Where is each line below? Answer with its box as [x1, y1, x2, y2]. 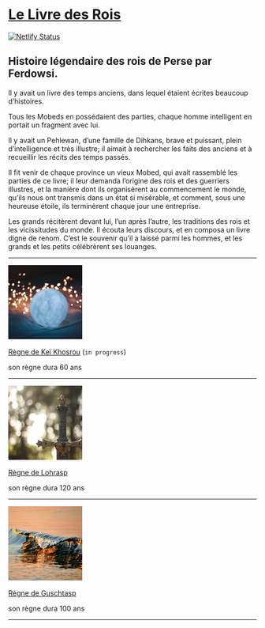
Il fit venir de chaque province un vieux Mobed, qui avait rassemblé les [8, 168, 238, 177]
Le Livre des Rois [8, 6, 121, 24]
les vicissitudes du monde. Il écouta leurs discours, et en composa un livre [8, 225, 251, 234]
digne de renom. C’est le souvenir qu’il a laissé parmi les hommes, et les [8, 233, 243, 243]
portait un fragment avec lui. [8, 120, 100, 130]
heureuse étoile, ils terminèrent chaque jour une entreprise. [8, 201, 201, 210]
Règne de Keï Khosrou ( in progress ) [8, 346, 127, 357]
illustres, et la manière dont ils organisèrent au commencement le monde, [8, 184, 247, 194]
